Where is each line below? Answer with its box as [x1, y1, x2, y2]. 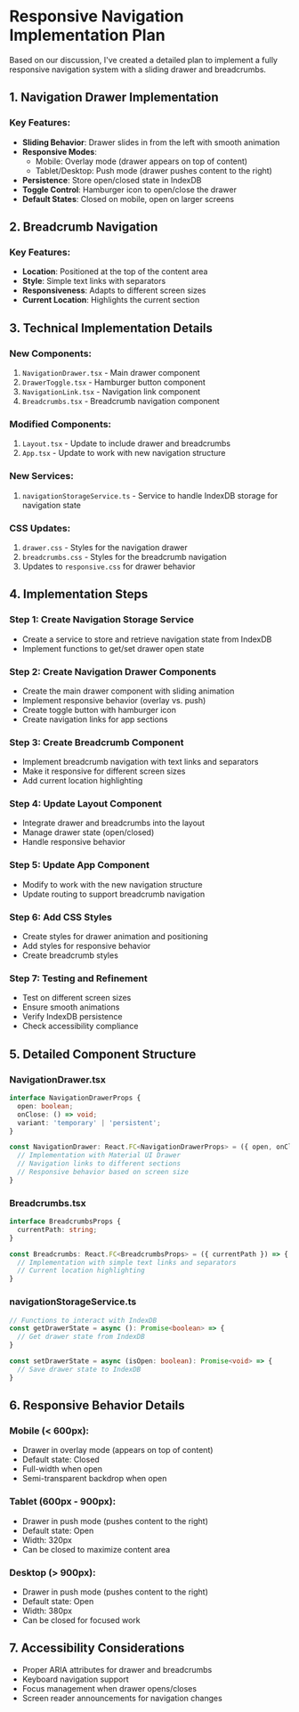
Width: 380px [21, 1605, 73, 1616]
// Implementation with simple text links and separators [17, 1258, 238, 1267]
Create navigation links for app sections [21, 714, 168, 725]
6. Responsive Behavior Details [9, 1398, 185, 1413]
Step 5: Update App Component [9, 859, 149, 872]
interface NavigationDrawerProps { [9, 1093, 141, 1103]
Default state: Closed [21, 1454, 100, 1465]
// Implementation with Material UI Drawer [17, 1151, 181, 1160]
